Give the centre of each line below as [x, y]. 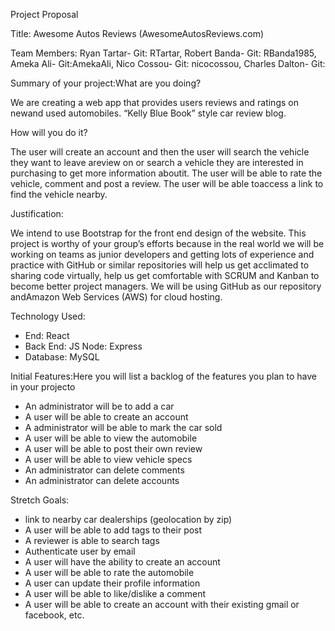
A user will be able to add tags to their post [113, 530]
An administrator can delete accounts [102, 480]
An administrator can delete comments [104, 470]
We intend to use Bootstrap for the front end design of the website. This [158, 233]
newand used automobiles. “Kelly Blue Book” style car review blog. [148, 113]
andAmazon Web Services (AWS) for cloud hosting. [116, 297]
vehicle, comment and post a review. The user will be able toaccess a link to [167, 183]
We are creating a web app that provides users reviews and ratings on [154, 102]
